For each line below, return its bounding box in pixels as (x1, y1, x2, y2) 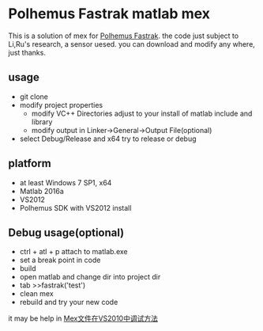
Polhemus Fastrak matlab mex (8, 5, 211, 23)
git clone (19, 92, 49, 101)
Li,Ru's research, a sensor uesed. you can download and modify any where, (8, 39, 255, 48)
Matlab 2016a (19, 186, 65, 196)
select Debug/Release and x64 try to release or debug (19, 134, 197, 143)
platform (8, 157, 51, 170)
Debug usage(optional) (8, 226, 125, 239)
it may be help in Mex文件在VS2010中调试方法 (8, 314, 158, 323)
